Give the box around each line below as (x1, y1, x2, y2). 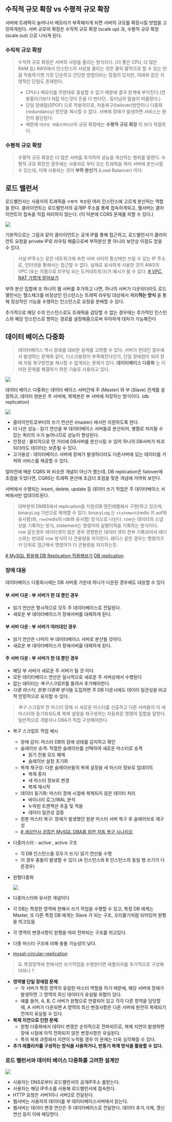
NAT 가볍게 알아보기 (17, 275, 59, 281)
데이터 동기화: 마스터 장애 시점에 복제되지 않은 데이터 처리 (20, 790, 136, 796)
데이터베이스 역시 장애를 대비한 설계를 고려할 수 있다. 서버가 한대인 (17, 347, 151, 353)
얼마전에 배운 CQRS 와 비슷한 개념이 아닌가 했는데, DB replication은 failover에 (5, 469, 163, 475)
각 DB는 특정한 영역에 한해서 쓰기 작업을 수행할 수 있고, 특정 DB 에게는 (12, 905, 154, 911)
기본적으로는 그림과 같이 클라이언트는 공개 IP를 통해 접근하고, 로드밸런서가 (5, 232, 154, 238)
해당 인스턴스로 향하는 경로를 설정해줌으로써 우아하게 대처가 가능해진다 (14, 316, 157, 322)
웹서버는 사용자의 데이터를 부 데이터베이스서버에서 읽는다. (12, 1098, 128, 1105)
